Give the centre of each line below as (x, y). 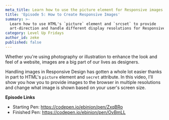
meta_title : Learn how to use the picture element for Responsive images (84, 10)
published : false (23, 42)
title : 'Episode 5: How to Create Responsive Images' (63, 14)
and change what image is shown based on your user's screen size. (76, 87)
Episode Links (20, 97)
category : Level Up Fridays (35, 33)
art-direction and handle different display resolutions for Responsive (88, 28)
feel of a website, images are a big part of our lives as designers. (72, 62)
